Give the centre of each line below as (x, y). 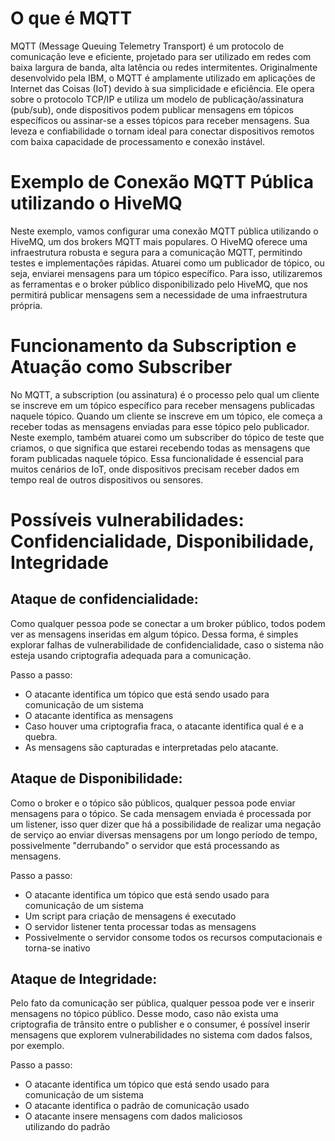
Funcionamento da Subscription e (153, 346)
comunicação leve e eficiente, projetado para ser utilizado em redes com (161, 56)
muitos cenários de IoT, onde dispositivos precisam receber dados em (155, 469)
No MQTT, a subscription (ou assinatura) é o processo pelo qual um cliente (165, 394)
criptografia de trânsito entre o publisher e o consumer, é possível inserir (160, 1024)
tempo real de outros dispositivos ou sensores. (107, 479)
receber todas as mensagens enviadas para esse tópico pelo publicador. (160, 426)
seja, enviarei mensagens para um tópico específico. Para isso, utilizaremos (166, 273)
